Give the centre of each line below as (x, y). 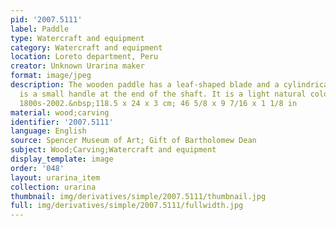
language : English (48, 131)
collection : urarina (53, 187)
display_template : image (62, 159)
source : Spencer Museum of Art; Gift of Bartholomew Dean (133, 141)
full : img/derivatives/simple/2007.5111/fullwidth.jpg (127, 206)
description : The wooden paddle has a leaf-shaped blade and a (145, 85)
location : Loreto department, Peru (84, 57)
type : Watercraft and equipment (77, 38)
